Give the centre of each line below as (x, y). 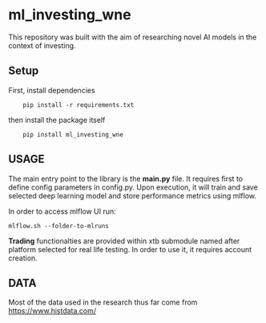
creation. (23, 258)
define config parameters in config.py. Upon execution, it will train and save (133, 187)
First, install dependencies (52, 90)
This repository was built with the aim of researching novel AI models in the (133, 37)
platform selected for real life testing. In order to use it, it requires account (130, 249)
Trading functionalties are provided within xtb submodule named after (124, 241)
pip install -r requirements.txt (79, 105)
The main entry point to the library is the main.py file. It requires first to (125, 178)
